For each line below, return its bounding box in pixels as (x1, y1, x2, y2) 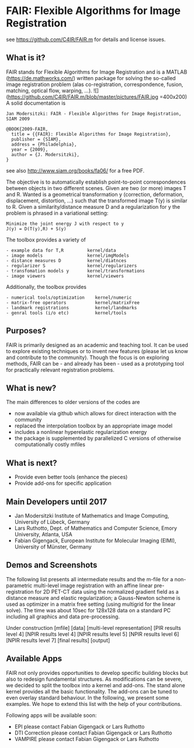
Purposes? (6, 326, 47, 336)
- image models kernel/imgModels (6, 253, 130, 258)
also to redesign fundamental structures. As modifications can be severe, (6, 675, 183, 682)
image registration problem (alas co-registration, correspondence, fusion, (6, 81, 183, 88)
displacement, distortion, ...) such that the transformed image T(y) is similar (6, 197, 188, 204)
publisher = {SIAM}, (11, 136, 61, 142)
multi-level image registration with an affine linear (33, 582, 153, 589)
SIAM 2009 (6, 116, 30, 122)
